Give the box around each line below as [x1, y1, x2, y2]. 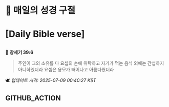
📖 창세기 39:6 [5, 49, 33, 55]
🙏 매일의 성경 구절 [5, 5, 76, 16]
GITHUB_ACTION [5, 94, 61, 102]
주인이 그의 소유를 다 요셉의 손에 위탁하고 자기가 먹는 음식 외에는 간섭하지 [17, 60, 164, 66]
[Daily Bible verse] [5, 29, 85, 40]
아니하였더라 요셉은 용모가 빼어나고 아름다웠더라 [17, 66, 114, 72]
